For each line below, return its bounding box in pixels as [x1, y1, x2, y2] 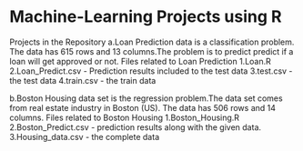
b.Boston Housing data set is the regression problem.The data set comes [9, 93, 284, 104]
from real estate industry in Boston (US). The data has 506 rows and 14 [9, 102, 276, 113]
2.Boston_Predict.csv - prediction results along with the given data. [9, 121, 262, 133]
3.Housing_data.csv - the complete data [9, 131, 160, 142]
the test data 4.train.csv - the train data [9, 75, 157, 86]
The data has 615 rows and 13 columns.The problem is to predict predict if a [9, 45, 294, 56]
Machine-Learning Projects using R [9, 6, 282, 27]
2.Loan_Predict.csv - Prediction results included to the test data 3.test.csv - [9, 65, 293, 76]
